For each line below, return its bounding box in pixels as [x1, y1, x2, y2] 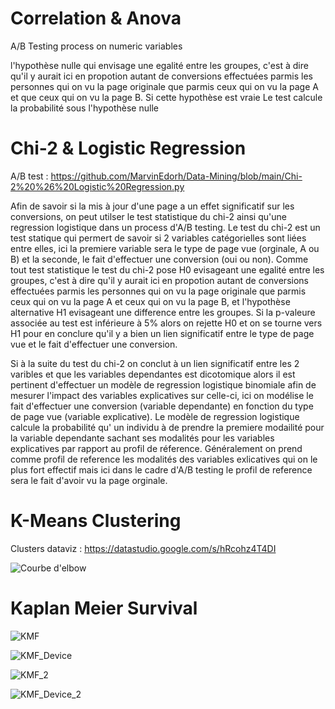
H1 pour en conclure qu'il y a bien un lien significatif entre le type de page [10, 327, 315, 339]
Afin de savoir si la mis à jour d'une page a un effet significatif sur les [10, 200, 295, 212]
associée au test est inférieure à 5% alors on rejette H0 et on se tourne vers [10, 317, 323, 329]
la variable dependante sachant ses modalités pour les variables [10, 432, 275, 444]
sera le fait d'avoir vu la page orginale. [10, 474, 168, 486]
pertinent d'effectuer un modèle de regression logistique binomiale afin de [10, 378, 317, 391]
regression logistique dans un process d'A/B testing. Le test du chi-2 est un [10, 221, 321, 233]
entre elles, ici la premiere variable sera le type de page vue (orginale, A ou [10, 242, 320, 254]
